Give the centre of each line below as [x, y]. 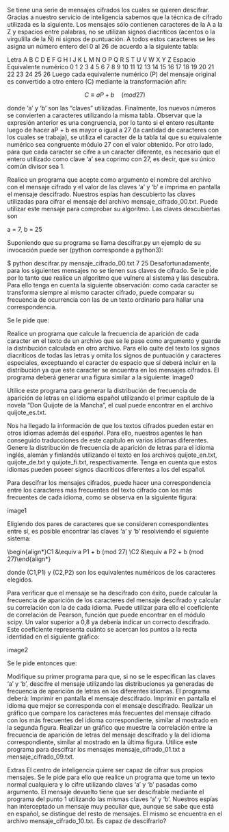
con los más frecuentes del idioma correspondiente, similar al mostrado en [112, 720]
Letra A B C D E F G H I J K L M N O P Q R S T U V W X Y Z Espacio [102, 60]
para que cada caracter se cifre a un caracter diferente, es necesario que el [114, 152]
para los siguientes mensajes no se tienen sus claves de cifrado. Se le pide [113, 271]
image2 [18, 650]
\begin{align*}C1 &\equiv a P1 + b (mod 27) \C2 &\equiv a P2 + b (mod [105, 552]
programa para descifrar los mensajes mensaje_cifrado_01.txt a [96, 749]
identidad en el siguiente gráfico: [53, 637]
